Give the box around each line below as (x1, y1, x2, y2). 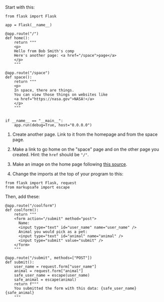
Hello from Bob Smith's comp (14, 49, 75, 54)
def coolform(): (5, 207, 39, 212)
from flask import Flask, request (5, 181, 77, 186)
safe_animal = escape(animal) (14, 277, 77, 282)
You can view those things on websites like (14, 92, 108, 97)
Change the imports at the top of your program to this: (12, 171, 124, 177)
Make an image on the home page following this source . (12, 161, 128, 167)
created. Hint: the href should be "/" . (12, 152, 89, 157)
